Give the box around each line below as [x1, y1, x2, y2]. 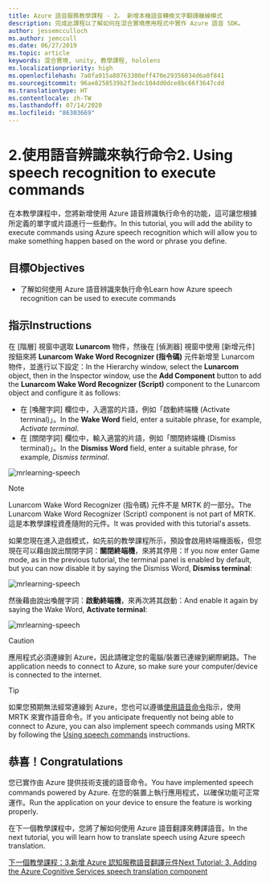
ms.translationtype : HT [8, 86, 88, 95]
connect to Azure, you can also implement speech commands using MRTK [8, 721, 256, 730]
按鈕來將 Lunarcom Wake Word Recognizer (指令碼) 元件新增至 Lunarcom [8, 352, 256, 361]
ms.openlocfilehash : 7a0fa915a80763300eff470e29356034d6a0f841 [8, 72, 225, 80]
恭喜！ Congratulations [8, 754, 123, 768]
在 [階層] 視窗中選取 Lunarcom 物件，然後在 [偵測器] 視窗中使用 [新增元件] [8, 341, 256, 351]
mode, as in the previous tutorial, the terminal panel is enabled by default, [8, 554, 252, 564]
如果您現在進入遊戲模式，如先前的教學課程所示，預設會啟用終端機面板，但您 [8, 536, 262, 545]
